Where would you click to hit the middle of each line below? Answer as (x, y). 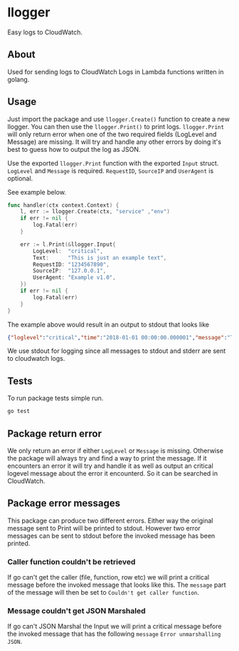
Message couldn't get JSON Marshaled (76, 610)
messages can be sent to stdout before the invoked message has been (111, 535)
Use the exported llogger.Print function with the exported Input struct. (113, 163)
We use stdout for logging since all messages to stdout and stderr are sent (117, 351)
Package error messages (64, 503)
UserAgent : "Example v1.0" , (74, 278)
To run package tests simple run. (55, 398)
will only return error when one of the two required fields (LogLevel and (112, 134)
